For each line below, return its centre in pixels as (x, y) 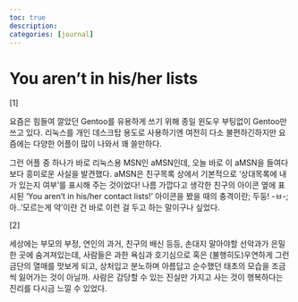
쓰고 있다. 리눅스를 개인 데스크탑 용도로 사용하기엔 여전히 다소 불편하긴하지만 (143, 133)
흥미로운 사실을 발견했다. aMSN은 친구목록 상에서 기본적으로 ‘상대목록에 (151, 174)
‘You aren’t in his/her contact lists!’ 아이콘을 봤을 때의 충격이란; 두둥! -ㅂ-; (157, 197)
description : (34, 26)
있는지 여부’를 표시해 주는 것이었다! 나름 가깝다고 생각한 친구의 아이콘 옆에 (147, 185)
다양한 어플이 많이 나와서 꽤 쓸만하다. (98, 144)
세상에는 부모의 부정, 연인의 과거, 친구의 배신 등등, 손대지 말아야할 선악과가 (139, 244)
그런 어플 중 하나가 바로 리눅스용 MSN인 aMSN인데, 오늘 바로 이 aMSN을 (137, 163)
